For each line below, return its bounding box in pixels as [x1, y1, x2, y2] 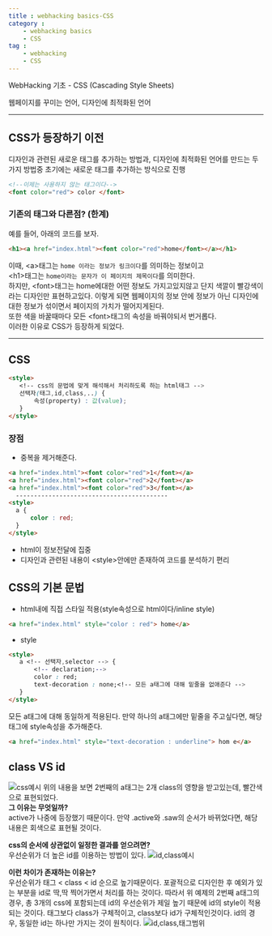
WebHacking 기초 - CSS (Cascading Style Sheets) [8, 80, 175, 90]
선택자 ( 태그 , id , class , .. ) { [19, 390, 105, 398]
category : [8, 19, 45, 28]
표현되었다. [23, 793, 59, 802]
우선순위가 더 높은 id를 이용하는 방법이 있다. [8, 850, 147, 860]
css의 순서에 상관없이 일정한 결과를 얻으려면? [8, 840, 151, 850]
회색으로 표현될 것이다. [29, 823, 102, 833]
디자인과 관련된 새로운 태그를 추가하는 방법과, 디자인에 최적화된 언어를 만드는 [8, 154, 251, 164]
